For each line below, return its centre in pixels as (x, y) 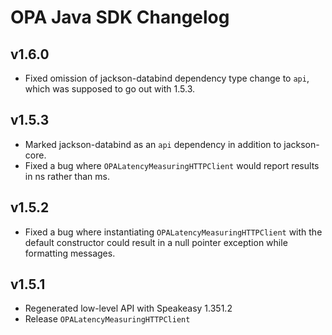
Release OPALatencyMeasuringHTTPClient (107, 319)
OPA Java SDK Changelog (120, 17)
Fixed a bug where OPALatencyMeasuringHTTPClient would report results (172, 165)
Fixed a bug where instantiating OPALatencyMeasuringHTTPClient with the (173, 232)
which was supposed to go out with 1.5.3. (110, 89)
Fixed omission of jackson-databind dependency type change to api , (167, 78)
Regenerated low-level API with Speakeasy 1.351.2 (128, 308)
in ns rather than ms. (67, 176)
